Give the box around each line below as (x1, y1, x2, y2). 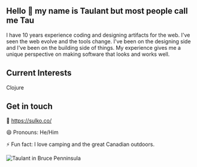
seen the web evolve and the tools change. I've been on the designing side (6, 37, 191, 45)
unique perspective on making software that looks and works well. (6, 50, 170, 58)
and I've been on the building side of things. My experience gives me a (6, 44, 181, 51)
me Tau (6, 16, 35, 26)
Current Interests (6, 68, 72, 78)
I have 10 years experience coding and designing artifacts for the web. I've (6, 31, 190, 38)
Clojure (6, 83, 24, 91)
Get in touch (6, 102, 53, 112)
